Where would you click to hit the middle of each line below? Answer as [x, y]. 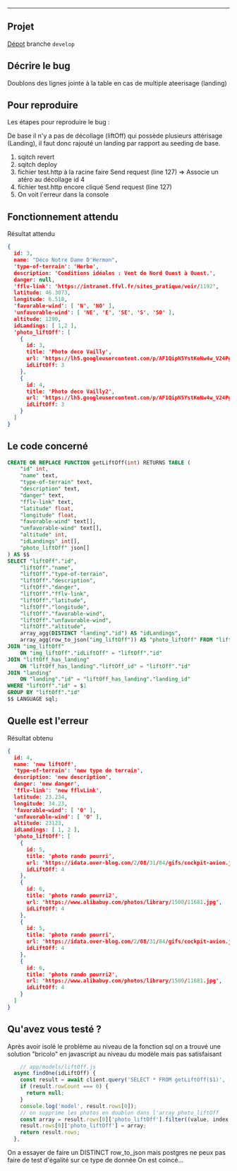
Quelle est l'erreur [48, 721]
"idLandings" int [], [50, 541]
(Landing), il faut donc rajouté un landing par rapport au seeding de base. [114, 143]
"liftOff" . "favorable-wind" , [63, 613]
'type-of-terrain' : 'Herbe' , [56, 266]
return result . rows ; [50, 1132]
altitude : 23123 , [39, 823]
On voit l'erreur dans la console [63, 194]
